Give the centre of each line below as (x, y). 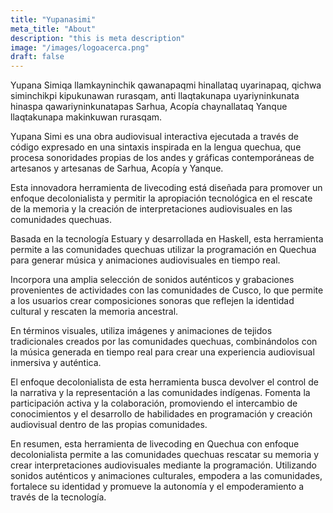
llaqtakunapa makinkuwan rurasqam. (86, 117)
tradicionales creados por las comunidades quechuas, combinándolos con (164, 342)
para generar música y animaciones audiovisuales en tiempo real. (145, 260)
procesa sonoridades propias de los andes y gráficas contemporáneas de (162, 158)
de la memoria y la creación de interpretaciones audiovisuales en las (151, 209)
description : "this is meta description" (98, 38)
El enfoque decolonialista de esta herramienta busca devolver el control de (164, 382)
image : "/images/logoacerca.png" (80, 47)
